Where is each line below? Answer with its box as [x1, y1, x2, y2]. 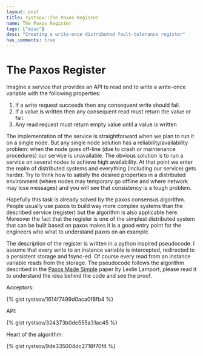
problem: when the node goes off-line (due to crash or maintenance [6, 145, 176, 152]
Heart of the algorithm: [6, 331, 64, 338]
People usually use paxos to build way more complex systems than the [6, 202, 183, 209]
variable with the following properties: [6, 89, 101, 97]
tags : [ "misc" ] [6, 25, 45, 32]
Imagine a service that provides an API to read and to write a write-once [6, 83, 186, 90]
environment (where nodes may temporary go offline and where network [6, 177, 188, 185]
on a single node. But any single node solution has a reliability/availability [6, 139, 188, 146]
